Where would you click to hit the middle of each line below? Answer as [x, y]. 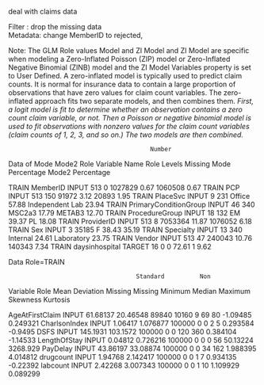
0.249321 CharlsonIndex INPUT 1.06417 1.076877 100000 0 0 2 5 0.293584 [132, 323]
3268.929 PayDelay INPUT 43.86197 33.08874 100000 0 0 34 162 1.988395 [132, 349]
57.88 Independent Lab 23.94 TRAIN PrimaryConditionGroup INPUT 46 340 [132, 204]
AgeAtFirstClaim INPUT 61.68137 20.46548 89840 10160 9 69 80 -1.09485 [130, 315]
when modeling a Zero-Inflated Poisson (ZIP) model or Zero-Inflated [119, 59]
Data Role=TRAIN [36, 262]
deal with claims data [43, 11]
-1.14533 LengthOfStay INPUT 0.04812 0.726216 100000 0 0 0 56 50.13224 [131, 340]
